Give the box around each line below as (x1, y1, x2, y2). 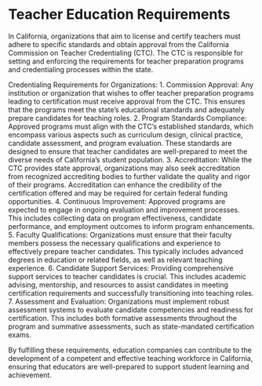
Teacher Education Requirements (8, 5, 231, 24)
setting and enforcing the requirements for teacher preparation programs (8, 56, 245, 66)
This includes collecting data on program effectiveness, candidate (8, 213, 222, 223)
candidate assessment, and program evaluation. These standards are (8, 138, 232, 147)
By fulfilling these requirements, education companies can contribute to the (8, 345, 253, 355)
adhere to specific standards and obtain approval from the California (8, 39, 230, 49)
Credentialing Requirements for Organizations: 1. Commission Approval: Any (8, 80, 254, 89)
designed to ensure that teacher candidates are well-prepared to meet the (8, 147, 248, 156)
